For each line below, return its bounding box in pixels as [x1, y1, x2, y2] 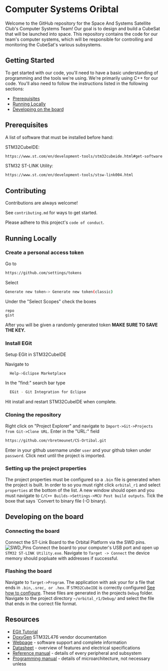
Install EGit [5, 340, 32, 347]
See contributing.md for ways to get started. [5, 210, 98, 216]
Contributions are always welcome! [5, 200, 78, 206]
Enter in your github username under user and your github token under [5, 447, 151, 453]
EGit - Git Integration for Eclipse [10, 390, 86, 395]
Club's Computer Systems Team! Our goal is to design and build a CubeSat [5, 25, 160, 31]
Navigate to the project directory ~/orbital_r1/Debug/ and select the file [5, 595, 154, 601]
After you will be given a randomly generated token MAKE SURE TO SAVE [5, 322, 158, 328]
